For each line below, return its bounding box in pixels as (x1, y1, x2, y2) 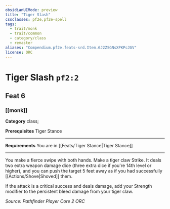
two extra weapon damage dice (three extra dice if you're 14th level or (5, 162, 152, 169)
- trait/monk (10, 26, 37, 31)
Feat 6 (5, 92, 25, 100)
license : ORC (5, 50, 33, 55)
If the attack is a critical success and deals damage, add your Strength (5, 183, 152, 189)
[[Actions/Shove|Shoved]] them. (5, 173, 72, 180)
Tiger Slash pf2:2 (5, 71, 79, 83)
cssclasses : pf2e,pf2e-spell (5, 17, 67, 22)
